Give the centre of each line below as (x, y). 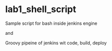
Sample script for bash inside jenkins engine (51, 23)
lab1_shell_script (41, 9)
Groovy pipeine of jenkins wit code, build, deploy (56, 43)
